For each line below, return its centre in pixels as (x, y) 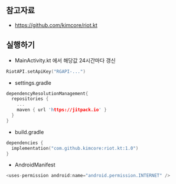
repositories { (30, 99)
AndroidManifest (35, 165)
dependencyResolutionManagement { (47, 93)
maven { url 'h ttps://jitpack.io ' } (62, 110)
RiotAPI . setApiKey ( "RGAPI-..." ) (46, 71)
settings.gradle (33, 83)
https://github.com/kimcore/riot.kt (56, 25)
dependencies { (25, 143)
